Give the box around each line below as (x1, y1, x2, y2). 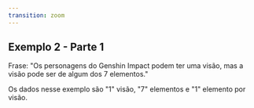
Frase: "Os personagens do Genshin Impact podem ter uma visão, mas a (8, 61, 244, 70)
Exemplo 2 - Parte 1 (8, 41, 105, 54)
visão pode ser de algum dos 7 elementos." (8, 70, 149, 79)
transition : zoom (8, 11, 65, 20)
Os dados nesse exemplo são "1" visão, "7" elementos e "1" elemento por (8, 85, 246, 94)
